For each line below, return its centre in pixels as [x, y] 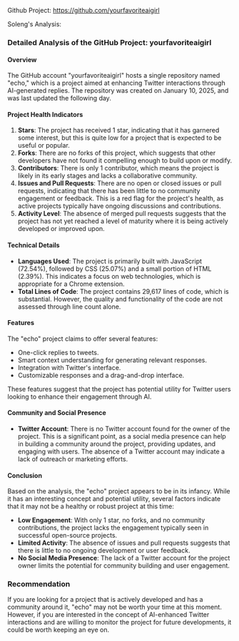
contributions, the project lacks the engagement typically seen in [113, 528]
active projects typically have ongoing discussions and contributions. [119, 206]
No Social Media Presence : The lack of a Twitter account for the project [124, 558]
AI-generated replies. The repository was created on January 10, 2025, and [118, 91]
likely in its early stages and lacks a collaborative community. [107, 176]
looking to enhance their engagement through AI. [80, 396]
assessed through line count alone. [69, 307]
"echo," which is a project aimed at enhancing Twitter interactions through [117, 83]
